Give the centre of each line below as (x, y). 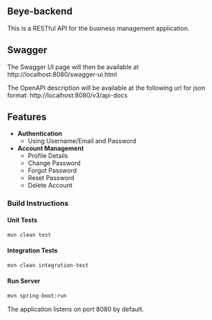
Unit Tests (22, 220)
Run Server (24, 281)
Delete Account (50, 185)
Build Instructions (38, 203)
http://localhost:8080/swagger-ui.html (62, 74)
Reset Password (51, 178)
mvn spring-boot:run (37, 296)
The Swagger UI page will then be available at (73, 67)
